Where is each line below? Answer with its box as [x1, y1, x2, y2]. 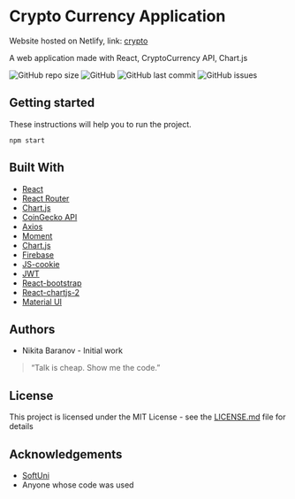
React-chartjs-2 [21, 287, 80, 297]
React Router [21, 193, 70, 203]
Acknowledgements [9, 447, 123, 462]
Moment [21, 230, 53, 241]
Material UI [21, 296, 63, 307]
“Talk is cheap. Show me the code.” [30, 363, 161, 373]
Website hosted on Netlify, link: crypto [9, 35, 148, 46]
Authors [9, 321, 56, 337]
